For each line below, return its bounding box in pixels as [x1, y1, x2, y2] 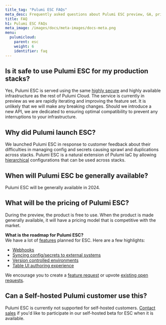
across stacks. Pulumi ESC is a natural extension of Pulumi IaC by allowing [5, 152, 157, 158]
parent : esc [14, 40, 39, 44]
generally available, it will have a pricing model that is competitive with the [5, 217, 156, 223]
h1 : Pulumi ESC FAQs [5, 21, 48, 26]
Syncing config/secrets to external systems [12, 252, 101, 258]
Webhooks [12, 246, 35, 252]
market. [5, 222, 21, 228]
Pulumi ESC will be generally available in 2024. [5, 184, 100, 190]
